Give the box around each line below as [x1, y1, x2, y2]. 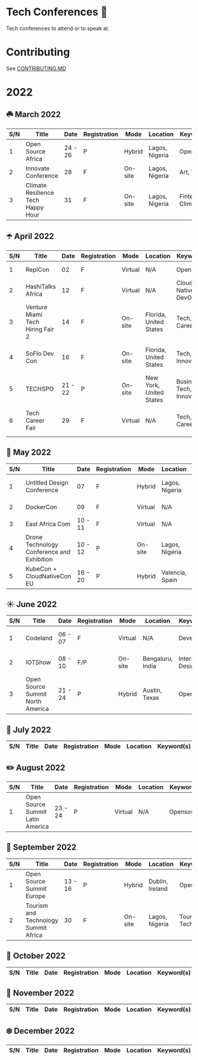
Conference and [25, 548, 71, 556]
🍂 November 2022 [6, 988, 75, 998]
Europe [25, 892, 46, 900]
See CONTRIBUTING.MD [6, 65, 67, 72]
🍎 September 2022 [6, 842, 77, 853]
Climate [25, 181, 47, 189]
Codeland [25, 634, 53, 642]
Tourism [25, 901, 48, 909]
